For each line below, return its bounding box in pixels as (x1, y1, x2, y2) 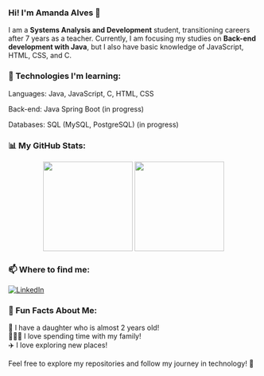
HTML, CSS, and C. (8, 51, 72, 61)
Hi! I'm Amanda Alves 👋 (8, 7, 101, 18)
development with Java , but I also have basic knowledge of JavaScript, (8, 42, 244, 52)
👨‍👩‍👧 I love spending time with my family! (8, 331, 142, 341)
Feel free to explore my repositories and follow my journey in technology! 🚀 (8, 358, 254, 369)
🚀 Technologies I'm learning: (8, 71, 122, 82)
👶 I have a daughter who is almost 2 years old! (8, 323, 160, 333)
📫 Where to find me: (8, 264, 90, 275)
